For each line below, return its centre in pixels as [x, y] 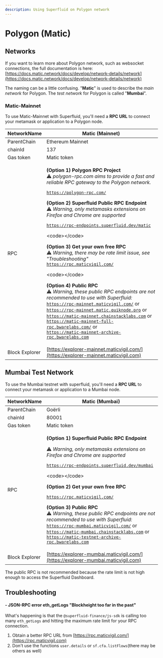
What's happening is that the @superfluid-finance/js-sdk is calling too [76, 616]
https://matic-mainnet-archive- [84, 332]
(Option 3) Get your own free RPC [86, 247]
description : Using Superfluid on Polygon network [57, 9]
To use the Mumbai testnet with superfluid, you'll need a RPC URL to [73, 384]
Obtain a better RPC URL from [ [43, 635]
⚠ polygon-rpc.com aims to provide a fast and [100, 176]
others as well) [27, 651]
